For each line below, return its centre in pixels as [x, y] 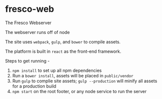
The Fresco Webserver [28, 23]
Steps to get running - [28, 61]
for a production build [34, 86]
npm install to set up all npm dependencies [57, 70]
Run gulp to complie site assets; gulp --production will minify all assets [85, 81]
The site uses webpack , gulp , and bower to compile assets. [63, 42]
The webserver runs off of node [37, 32]
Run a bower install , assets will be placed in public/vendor [73, 75]
